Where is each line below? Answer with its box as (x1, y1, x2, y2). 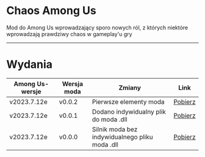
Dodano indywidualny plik (92, 108, 167, 116)
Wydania (6, 57, 53, 71)
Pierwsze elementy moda (92, 97, 165, 106)
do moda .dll (92, 115, 128, 123)
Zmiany (118, 83, 142, 92)
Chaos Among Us (6, 4, 96, 18)
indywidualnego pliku (92, 133, 154, 141)
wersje (21, 87, 41, 95)
